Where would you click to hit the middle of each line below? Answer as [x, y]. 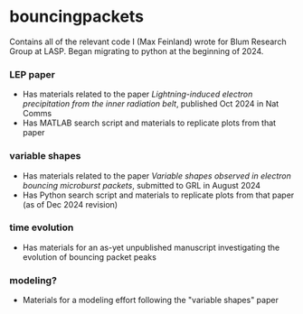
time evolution [42, 227]
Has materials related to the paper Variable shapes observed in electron [156, 175]
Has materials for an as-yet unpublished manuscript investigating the [151, 247]
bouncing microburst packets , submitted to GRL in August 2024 [141, 185]
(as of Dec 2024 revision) [70, 204]
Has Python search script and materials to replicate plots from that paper [158, 195]
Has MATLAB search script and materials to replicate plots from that [149, 123]
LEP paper [33, 74]
